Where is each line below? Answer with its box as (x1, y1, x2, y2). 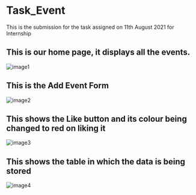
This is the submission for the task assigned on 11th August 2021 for (6, 23, 174, 31)
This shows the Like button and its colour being (6, 113, 188, 124)
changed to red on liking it (6, 123, 106, 133)
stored (6, 166, 31, 176)
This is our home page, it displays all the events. (6, 47, 191, 58)
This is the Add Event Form (6, 80, 109, 91)
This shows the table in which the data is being (6, 157, 185, 167)
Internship (6, 29, 32, 37)
